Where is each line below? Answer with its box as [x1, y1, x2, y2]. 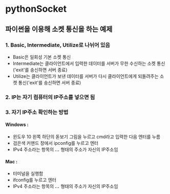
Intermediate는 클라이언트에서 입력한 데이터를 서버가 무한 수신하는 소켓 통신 [12, 60, 165, 67]
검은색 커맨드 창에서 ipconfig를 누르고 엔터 [12, 140, 99, 146]
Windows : [5, 121, 29, 128]
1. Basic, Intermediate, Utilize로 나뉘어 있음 [5, 41, 110, 49]
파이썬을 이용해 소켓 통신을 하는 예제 [5, 25, 113, 33]
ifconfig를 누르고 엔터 [12, 177, 56, 183]
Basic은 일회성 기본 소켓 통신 [12, 54, 71, 60]
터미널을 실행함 [12, 170, 44, 177]
